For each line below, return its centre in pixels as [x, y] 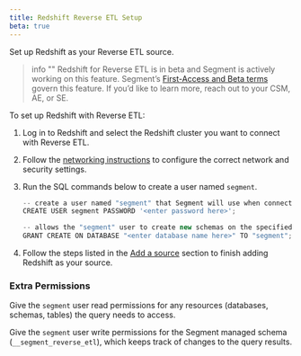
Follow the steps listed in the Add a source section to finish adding [145, 253]
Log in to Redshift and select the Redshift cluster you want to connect [151, 132]
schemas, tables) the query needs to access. [93, 315]
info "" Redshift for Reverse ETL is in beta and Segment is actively [153, 69]
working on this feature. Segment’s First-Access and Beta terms [150, 78]
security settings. [54, 169]
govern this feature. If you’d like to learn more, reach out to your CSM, [160, 88]
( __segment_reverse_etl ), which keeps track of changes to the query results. [151, 342]
